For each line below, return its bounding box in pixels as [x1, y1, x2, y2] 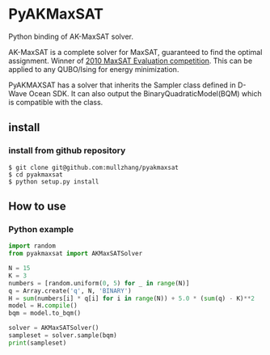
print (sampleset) [8, 339, 67, 347]
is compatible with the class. [8, 97, 103, 107]
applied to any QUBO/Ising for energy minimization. [8, 64, 179, 74]
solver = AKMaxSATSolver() [8, 324, 99, 332]
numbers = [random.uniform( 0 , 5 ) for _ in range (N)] [8, 279, 190, 287]
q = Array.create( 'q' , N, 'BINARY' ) [8, 286, 132, 295]
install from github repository [8, 145, 126, 156]
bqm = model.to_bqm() [8, 309, 82, 318]
